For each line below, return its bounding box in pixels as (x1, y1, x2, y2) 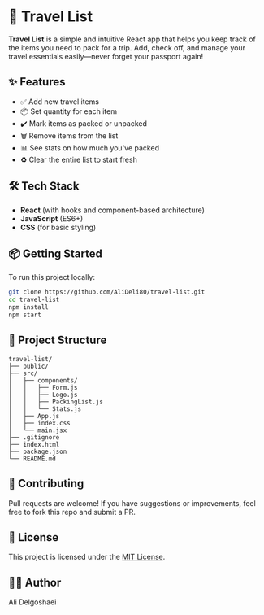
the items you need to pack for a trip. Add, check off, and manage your (8, 42, 246, 52)
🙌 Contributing (8, 477, 84, 491)
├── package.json (8, 447, 67, 456)
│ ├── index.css (8, 419, 71, 427)
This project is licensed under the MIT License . (8, 552, 166, 562)
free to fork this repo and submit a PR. (8, 507, 136, 517)
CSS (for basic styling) (19, 222, 97, 232)
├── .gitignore (8, 433, 60, 442)
